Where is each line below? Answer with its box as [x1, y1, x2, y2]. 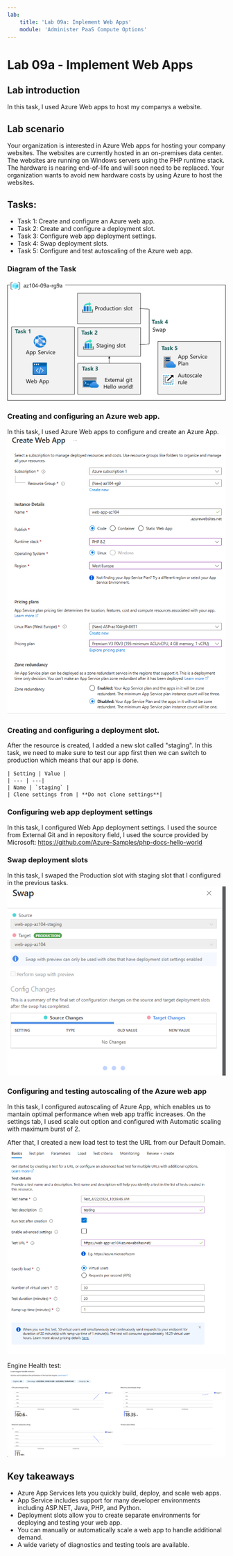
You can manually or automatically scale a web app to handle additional [17, 1526, 222, 1534]
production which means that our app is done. [7, 756, 139, 765]
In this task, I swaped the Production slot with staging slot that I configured [7, 871, 221, 880]
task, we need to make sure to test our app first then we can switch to [7, 749, 207, 757]
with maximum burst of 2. [7, 1125, 80, 1133]
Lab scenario [7, 122, 64, 135]
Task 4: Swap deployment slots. [17, 239, 109, 247]
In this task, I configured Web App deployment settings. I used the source [7, 823, 217, 832]
